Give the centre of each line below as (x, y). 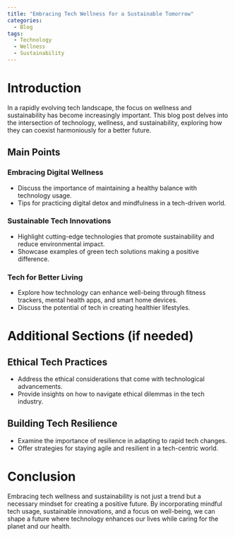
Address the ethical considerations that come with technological (111, 379)
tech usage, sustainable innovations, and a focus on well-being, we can (111, 511)
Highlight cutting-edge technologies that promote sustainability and (116, 236)
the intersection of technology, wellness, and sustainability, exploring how (115, 122)
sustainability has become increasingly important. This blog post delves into (118, 115)
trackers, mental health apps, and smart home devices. (97, 300)
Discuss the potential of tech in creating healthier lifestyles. (104, 308)
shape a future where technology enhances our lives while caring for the (113, 519)
